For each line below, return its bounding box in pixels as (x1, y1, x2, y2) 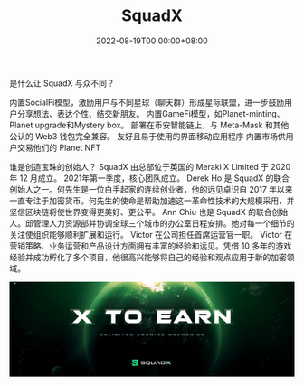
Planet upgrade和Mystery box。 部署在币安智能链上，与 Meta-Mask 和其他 (9, 119, 290, 130)
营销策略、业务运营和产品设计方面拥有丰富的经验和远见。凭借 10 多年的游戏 (9, 240, 292, 251)
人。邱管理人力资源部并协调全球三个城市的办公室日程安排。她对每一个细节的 (9, 218, 295, 229)
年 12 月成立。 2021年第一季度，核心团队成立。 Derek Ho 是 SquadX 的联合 (9, 173, 290, 184)
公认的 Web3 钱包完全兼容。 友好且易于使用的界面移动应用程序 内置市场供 (9, 130, 287, 141)
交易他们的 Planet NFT (16, 142, 101, 153)
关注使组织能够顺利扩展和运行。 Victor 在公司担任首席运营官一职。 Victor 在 (9, 229, 293, 240)
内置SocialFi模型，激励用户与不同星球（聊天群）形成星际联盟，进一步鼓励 (9, 97, 285, 108)
